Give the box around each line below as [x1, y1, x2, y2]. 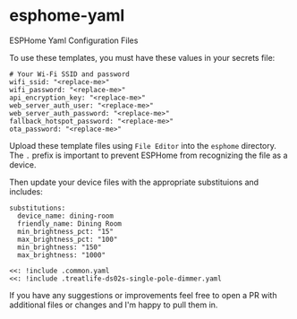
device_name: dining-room [17, 211, 115, 220]
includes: [9, 185, 43, 197]
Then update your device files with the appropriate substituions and [9, 177, 259, 187]
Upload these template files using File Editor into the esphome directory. [9, 140, 277, 151]
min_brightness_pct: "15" [17, 227, 115, 236]
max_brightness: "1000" [17, 250, 106, 260]
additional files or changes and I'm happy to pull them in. [9, 299, 218, 310]
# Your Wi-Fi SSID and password [9, 69, 130, 79]
